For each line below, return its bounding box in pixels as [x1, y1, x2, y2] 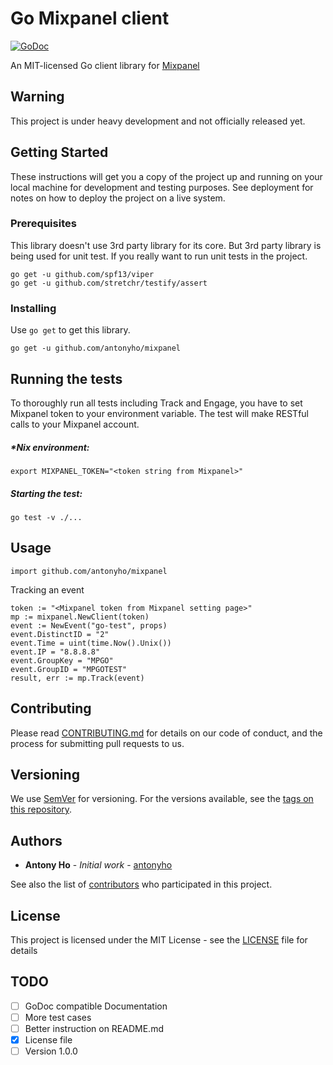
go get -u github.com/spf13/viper [10, 269, 155, 279]
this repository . [10, 803, 73, 816]
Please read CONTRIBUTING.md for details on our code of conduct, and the [10, 727, 323, 739]
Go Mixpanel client [10, 7, 170, 30]
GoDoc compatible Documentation [24, 1000, 168, 1012]
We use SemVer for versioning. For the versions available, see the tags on [10, 793, 314, 805]
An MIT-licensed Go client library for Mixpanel [10, 59, 200, 71]
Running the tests [10, 370, 123, 387]
